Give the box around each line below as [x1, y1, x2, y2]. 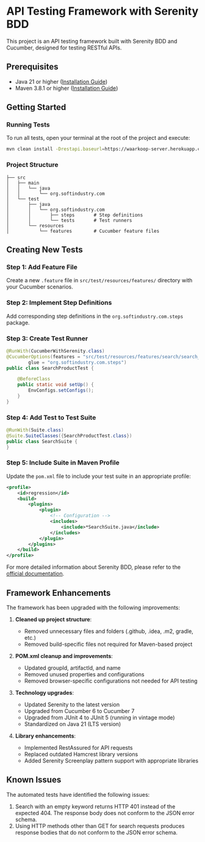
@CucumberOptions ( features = [6, 353, 81, 360]
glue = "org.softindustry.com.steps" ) [28, 359, 127, 365]
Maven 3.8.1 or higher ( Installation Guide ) [15, 84, 118, 92]
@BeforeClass [17, 376, 51, 383]
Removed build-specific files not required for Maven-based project [24, 640, 193, 648]
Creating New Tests [6, 244, 84, 255]
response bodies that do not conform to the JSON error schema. [15, 829, 178, 836]
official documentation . [6, 570, 65, 577]
